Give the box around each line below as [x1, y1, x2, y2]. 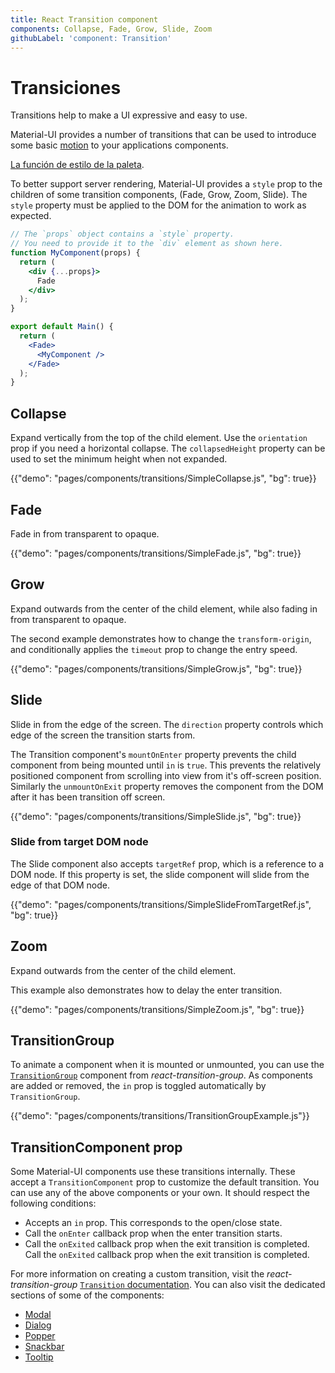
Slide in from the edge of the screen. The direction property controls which [10, 718, 324, 730]
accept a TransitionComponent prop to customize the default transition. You [10, 1176, 320, 1188]
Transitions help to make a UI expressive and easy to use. [10, 109, 248, 121]
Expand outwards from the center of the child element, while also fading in [10, 602, 318, 615]
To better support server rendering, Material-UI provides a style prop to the [10, 178, 323, 190]
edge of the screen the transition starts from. [10, 729, 196, 741]
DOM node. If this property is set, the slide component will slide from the [10, 868, 310, 880]
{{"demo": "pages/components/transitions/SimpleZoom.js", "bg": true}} [10, 1003, 305, 1015]
